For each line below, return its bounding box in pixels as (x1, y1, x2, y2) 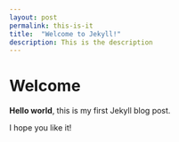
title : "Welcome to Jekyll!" (9, 29, 122, 38)
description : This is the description (9, 37, 153, 47)
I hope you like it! (9, 122, 72, 133)
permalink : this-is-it (9, 21, 94, 30)
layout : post (9, 12, 58, 22)
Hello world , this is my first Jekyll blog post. (9, 106, 171, 116)
